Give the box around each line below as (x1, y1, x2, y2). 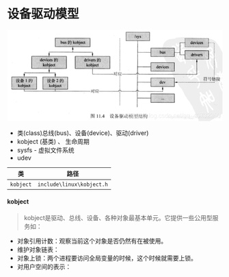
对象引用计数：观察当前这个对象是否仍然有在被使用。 (16, 237, 167, 245)
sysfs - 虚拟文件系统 (16, 145, 75, 154)
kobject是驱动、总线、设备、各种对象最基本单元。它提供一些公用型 (23, 213, 213, 221)
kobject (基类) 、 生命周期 (16, 137, 90, 145)
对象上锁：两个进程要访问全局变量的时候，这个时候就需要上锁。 (16, 254, 197, 262)
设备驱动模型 (7, 6, 80, 22)
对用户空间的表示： (16, 262, 72, 271)
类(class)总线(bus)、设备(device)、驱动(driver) (16, 128, 149, 137)
